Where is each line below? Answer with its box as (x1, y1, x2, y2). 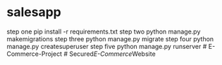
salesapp (6, 4, 61, 20)
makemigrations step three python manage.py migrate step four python (6, 34, 214, 43)
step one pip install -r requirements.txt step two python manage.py (6, 27, 201, 36)
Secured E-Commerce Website (69, 50, 156, 58)
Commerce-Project (6, 50, 63, 58)
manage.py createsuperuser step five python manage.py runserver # (6, 42, 207, 50)
